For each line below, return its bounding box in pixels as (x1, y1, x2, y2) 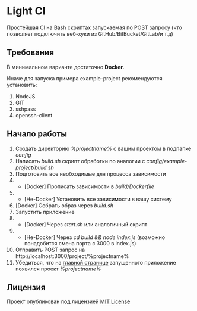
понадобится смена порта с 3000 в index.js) (24, 240, 136, 247)
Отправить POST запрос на (15, 246, 85, 253)
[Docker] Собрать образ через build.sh (15, 201, 114, 209)
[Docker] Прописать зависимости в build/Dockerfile (24, 183, 155, 190)
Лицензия (7, 282, 46, 293)
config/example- (146, 157, 188, 164)
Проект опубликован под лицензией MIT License (7, 298, 131, 305)
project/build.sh (15, 164, 54, 171)
